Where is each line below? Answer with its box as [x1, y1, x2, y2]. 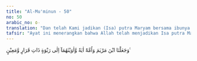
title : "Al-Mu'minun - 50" [6, 8, 72, 15]
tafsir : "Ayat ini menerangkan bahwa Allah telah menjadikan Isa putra [6, 30, 185, 36]
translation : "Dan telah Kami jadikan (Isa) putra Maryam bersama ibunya [6, 25, 191, 31]
